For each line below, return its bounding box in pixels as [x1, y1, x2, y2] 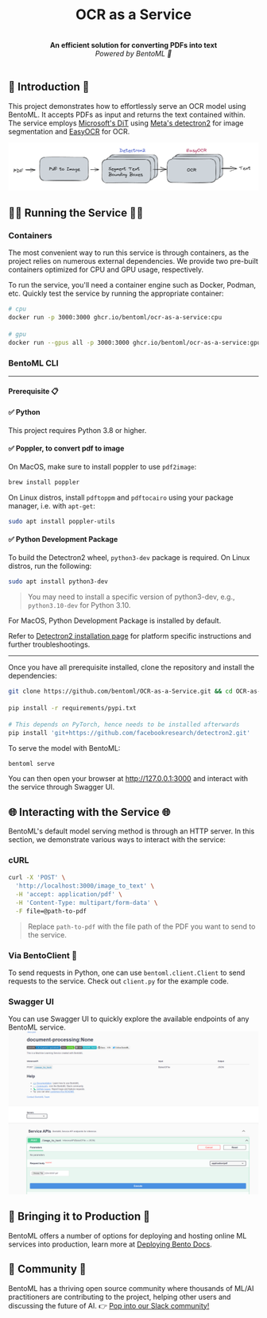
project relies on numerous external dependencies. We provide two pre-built [8, 257, 258, 266]
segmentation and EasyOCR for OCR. [8, 126, 130, 136]
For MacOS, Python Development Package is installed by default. [8, 616, 222, 625]
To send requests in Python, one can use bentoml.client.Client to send [8, 968, 246, 977]
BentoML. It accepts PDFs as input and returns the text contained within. [8, 110, 246, 119]
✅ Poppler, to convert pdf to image [8, 443, 125, 454]
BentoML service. [8, 1022, 66, 1032]
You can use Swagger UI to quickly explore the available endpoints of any [8, 1015, 250, 1024]
